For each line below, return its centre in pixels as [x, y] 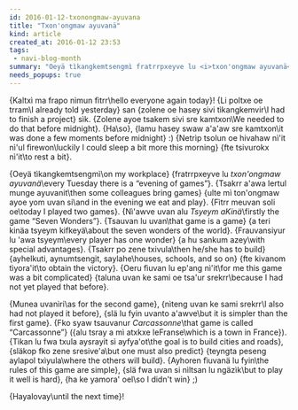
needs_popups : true [45, 75]
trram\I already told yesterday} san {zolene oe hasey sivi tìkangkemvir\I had [147, 109]
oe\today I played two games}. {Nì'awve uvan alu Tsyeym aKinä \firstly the [144, 211]
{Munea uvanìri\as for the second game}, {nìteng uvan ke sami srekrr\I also [146, 304]
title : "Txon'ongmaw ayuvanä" [65, 26]
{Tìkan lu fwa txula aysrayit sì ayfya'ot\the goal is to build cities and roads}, [146, 341]
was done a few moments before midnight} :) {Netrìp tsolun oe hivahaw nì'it [148, 137]
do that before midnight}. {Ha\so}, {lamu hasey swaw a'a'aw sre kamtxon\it [146, 128]
